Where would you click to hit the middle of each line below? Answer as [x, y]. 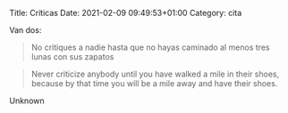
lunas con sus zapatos [72, 56]
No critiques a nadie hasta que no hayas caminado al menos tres [150, 47]
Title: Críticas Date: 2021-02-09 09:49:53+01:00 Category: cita [126, 13]
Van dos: [25, 30]
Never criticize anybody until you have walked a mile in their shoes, [155, 74]
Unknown [27, 101]
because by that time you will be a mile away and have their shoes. [154, 83]
